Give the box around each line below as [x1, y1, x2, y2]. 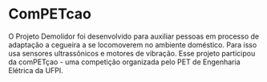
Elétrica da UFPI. [8, 65, 64, 75]
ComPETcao [8, 5, 92, 23]
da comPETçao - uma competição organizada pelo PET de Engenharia [8, 57, 241, 67]
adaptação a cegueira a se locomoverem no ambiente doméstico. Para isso [8, 39, 257, 49]
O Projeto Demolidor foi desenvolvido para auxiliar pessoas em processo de [8, 31, 259, 41]
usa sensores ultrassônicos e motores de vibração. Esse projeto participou [8, 48, 256, 58]
